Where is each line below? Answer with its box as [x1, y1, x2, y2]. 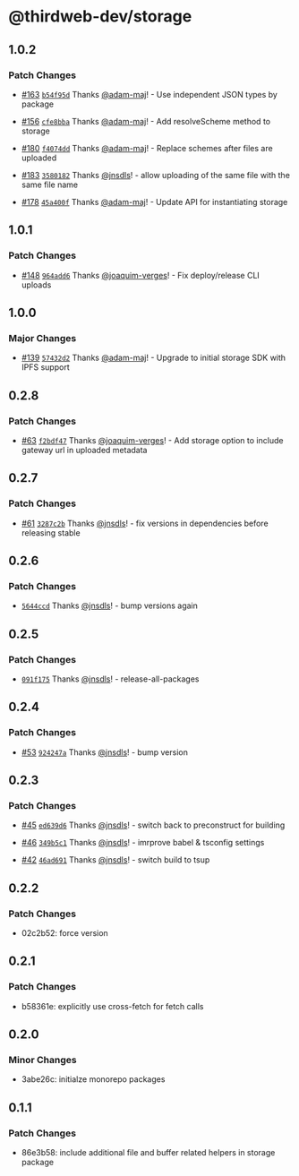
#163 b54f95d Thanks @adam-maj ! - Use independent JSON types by [21, 89, 278, 99]
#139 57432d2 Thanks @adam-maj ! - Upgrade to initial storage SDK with [21, 352, 286, 364]
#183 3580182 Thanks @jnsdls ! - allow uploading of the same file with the [21, 169, 290, 180]
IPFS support [21, 362, 70, 373]
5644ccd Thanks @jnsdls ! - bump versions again [21, 600, 199, 611]
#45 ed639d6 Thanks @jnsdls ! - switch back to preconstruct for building [21, 820, 286, 830]
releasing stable [21, 527, 81, 538]
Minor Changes [8, 1054, 77, 1067]
